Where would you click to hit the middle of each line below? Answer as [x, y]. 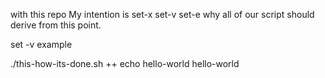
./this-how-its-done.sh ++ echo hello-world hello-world [125, 63]
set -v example [41, 44]
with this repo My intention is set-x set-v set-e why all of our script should [162, 14]
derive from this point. [56, 25]
